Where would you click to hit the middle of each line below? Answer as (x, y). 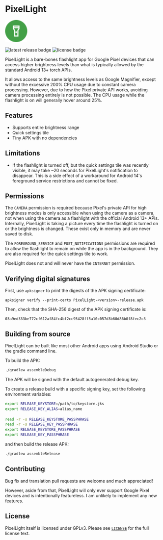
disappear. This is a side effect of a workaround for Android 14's (77, 176)
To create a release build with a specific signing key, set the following (75, 389)
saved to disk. (19, 234)
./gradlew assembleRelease (33, 454)
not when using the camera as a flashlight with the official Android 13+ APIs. (82, 218)
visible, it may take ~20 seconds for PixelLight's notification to (75, 170)
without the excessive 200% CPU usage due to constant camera (70, 84)
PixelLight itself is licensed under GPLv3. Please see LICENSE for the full (77, 528)
